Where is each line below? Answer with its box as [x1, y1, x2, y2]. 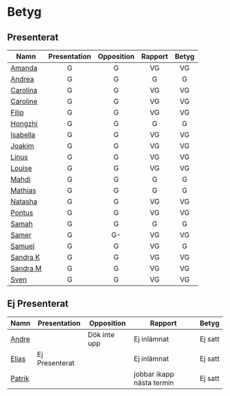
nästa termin [133, 378, 175, 387]
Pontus [10, 208, 34, 217]
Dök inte [88, 330, 115, 339]
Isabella [10, 130, 36, 139]
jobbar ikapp [133, 369, 175, 379]
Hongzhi [10, 119, 38, 128]
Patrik [10, 373, 29, 383]
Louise [10, 164, 32, 173]
